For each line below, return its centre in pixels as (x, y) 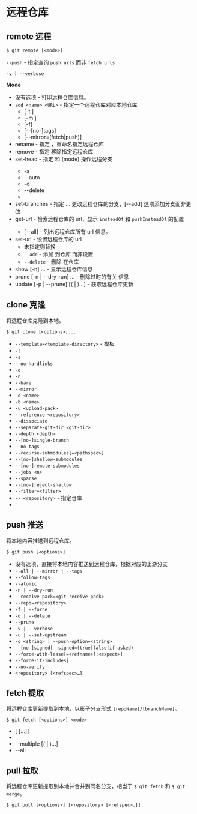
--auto (32, 177)
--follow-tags (32, 577)
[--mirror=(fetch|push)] (53, 137)
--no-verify (30, 667)
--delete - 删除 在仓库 (51, 261)
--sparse (26, 478)
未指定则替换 (40, 246)
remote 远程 (29, 36)
